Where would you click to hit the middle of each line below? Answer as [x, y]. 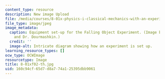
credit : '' [21, 42]
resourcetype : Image [26, 60]
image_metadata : [22, 28]
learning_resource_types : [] [35, 51]
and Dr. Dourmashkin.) [37, 37]
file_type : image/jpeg [28, 23]
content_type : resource [29, 10]
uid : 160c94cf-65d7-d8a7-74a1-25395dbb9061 [50, 69]
